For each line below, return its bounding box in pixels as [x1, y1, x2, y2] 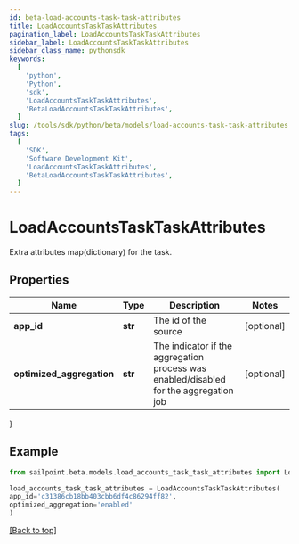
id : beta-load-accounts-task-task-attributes [9, 12, 181, 22]
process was [152, 362, 207, 375]
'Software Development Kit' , [25, 153, 133, 163]
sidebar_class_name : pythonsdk [9, 46, 125, 55]
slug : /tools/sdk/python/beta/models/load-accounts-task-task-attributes [9, 121, 289, 130]
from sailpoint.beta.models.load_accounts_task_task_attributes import [9, 467, 280, 477]
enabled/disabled [152, 373, 227, 385]
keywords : [9, 54, 46, 63]
